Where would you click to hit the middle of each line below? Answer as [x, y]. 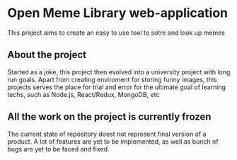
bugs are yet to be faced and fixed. [58, 149]
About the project [47, 55]
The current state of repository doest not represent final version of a [107, 134]
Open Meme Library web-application [118, 13]
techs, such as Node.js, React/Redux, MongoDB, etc [83, 94]
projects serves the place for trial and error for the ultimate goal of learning [117, 87]
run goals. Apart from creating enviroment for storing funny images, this [112, 79]
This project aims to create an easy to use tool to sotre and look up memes [116, 33]
